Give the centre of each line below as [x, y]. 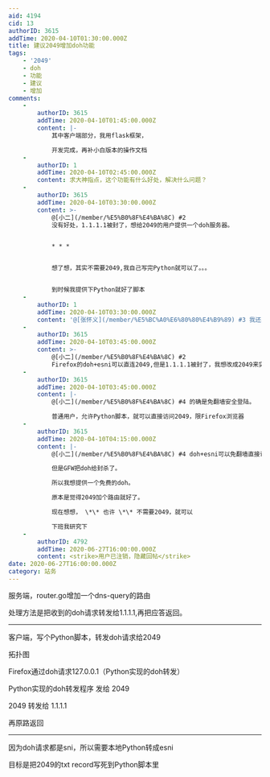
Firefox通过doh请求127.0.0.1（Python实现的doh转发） [96, 671]
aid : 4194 [25, 16]
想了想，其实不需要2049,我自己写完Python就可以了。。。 [131, 268]
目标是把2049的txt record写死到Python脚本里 [84, 764]
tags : [17, 53]
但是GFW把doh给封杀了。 [86, 469]
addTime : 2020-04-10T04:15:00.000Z [97, 439]
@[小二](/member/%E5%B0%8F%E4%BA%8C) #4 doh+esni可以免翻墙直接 [155, 454]
